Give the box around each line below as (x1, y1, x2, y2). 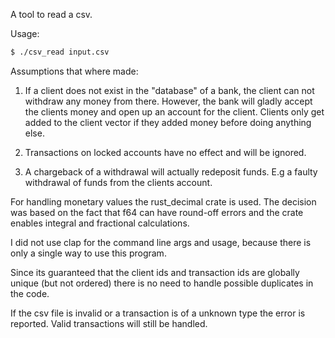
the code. (10, 287, 50, 299)
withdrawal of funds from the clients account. (24, 176, 213, 188)
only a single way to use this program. (10, 247, 167, 259)
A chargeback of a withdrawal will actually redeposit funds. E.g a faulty (24, 165, 318, 178)
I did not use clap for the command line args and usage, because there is (10, 236, 312, 248)
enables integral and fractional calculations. (10, 217, 190, 229)
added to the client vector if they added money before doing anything (24, 116, 312, 128)
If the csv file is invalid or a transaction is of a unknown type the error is (10, 307, 306, 319)
